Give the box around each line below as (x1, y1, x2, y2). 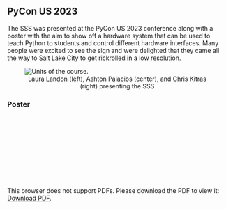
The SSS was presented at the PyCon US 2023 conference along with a (7, 24, 213, 32)
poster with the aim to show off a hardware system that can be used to (7, 31, 211, 40)
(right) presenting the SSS (80, 82, 155, 90)
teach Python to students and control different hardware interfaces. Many (7, 38, 219, 47)
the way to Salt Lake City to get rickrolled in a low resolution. (7, 54, 181, 62)
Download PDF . (7, 194, 52, 203)
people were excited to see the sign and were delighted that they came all (7, 46, 220, 54)
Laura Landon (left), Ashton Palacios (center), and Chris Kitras (27, 75, 207, 83)
